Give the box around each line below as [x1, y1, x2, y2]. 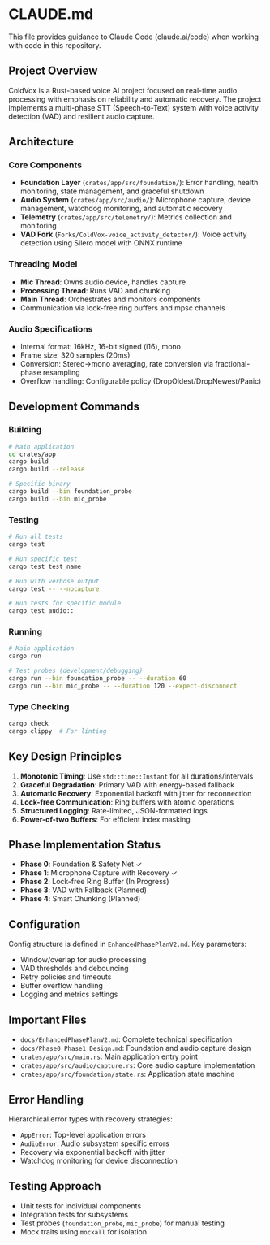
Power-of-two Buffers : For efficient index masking [19, 814, 191, 824]
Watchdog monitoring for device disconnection [19, 1156, 178, 1165]
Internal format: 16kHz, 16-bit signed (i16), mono [19, 342, 181, 352]
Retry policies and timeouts [19, 972, 112, 982]
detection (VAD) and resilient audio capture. [8, 111, 155, 121]
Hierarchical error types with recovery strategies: [8, 1114, 173, 1124]
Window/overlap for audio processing [19, 955, 147, 965]
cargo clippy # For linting [8, 727, 107, 735]
